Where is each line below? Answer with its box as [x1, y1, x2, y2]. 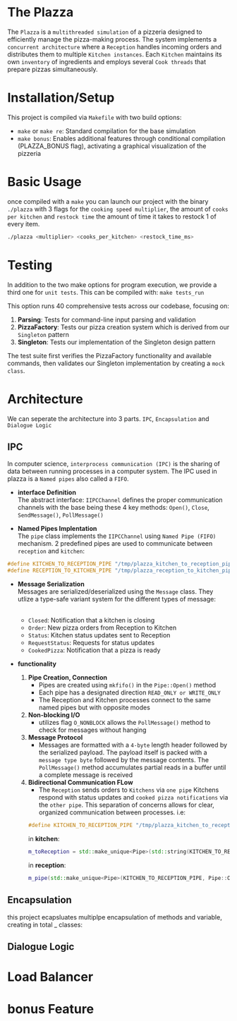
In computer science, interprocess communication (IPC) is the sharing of [7, 460, 221, 468]
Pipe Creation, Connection [28, 673, 108, 682]
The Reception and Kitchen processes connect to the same [38, 696, 212, 704]
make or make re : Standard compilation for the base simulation [17, 126, 196, 135]
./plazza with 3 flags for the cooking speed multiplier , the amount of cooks [7, 204, 229, 213]
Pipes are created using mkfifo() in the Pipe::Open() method [38, 681, 217, 690]
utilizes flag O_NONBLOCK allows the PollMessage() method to [38, 719, 211, 727]
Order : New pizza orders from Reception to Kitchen [28, 623, 177, 632]
